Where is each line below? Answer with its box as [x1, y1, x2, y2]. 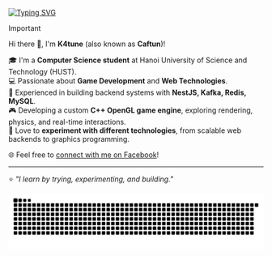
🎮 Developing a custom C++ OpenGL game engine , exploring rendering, [8, 105, 253, 115]
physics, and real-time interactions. [8, 117, 127, 126]
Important [8, 23, 41, 32]
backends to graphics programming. [8, 134, 130, 143]
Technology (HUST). [8, 67, 77, 76]
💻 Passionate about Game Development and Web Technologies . [8, 76, 228, 85]
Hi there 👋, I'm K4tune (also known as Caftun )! [8, 39, 166, 49]
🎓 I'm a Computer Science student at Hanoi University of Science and [8, 55, 248, 65]
